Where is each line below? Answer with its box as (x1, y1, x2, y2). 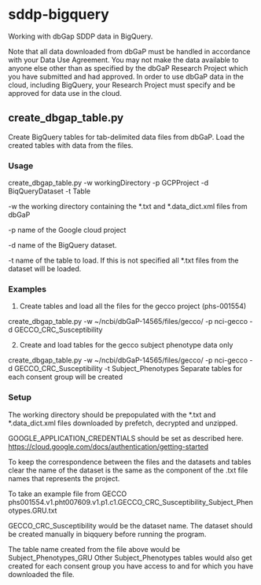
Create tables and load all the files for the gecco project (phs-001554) (19, 301, 247, 311)
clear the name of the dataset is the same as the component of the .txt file (8, 465, 248, 475)
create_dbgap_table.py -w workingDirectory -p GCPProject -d (8, 178, 209, 188)
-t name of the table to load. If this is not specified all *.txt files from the (8, 256, 239, 265)
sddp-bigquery (8, 6, 110, 24)
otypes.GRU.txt (8, 506, 57, 515)
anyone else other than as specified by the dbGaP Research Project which (8, 63, 248, 72)
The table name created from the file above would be (8, 544, 181, 554)
